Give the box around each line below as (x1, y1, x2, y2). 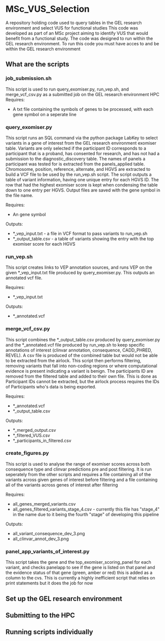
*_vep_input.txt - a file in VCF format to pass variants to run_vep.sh (12, 230, 148, 236)
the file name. (5, 192, 33, 198)
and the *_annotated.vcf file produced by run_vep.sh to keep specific (5, 342, 145, 348)
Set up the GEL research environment (5, 594, 122, 603)
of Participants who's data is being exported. (5, 384, 96, 389)
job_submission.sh (5, 75, 52, 82)
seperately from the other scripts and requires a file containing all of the (5, 471, 151, 477)
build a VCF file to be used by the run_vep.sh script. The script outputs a (5, 171, 152, 177)
